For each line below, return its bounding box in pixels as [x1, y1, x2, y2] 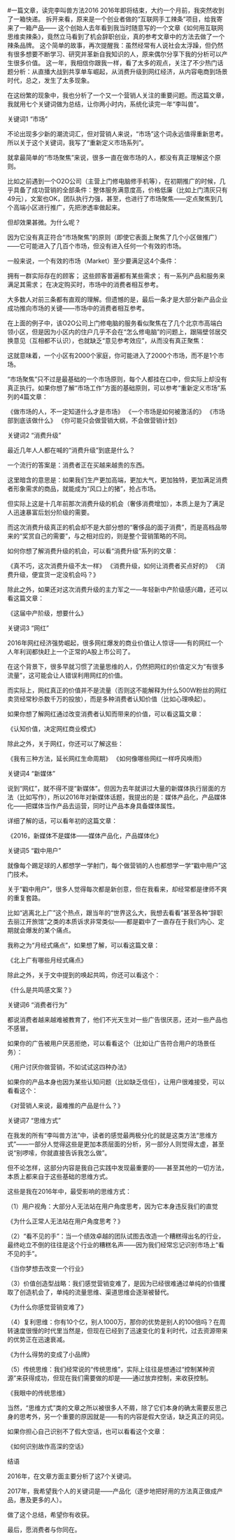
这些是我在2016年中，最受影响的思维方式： [7, 1187, 131, 1195]
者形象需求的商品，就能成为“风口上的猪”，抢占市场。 [7, 484, 160, 493]
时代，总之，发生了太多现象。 [7, 76, 93, 84]
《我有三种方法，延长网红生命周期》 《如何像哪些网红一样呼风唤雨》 [7, 754, 205, 763]
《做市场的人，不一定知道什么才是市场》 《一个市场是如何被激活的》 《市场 [7, 407, 225, 416]
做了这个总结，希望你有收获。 [7, 1511, 93, 1519]
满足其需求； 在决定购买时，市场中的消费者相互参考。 [7, 280, 162, 289]
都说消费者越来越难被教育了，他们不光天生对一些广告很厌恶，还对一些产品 [7, 1016, 222, 1023]
